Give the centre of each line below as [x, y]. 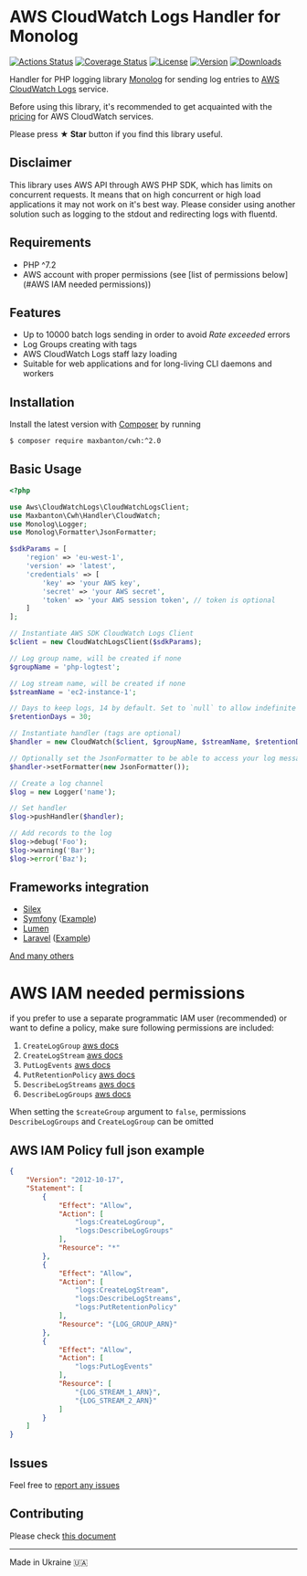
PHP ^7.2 [39, 264]
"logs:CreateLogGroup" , [120, 1222]
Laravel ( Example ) [57, 938]
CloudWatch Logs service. [59, 89]
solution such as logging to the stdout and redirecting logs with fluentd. [144, 214]
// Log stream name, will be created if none [97, 683]
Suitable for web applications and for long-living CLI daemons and [147, 364]
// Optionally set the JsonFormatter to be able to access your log [143, 758]
